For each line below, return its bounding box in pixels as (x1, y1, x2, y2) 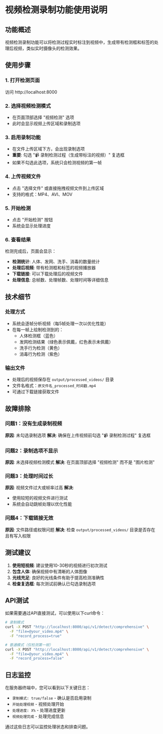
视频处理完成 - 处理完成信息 (12, 713, 64, 719)
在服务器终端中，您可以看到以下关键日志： (5, 685, 91, 691)
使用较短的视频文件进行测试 (12, 495, 68, 501)
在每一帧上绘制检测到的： (12, 326, 64, 332)
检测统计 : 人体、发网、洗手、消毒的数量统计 (12, 259, 100, 264)
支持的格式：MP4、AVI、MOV (12, 191, 73, 197)
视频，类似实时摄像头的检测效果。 (13, 45, 82, 51)
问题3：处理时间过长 (5, 473, 54, 479)
